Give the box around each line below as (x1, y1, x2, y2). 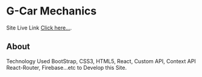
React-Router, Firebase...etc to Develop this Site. (6, 64, 127, 71)
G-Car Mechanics (6, 4, 97, 18)
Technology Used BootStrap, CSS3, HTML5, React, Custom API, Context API (6, 57, 196, 64)
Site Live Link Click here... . (6, 24, 72, 31)
